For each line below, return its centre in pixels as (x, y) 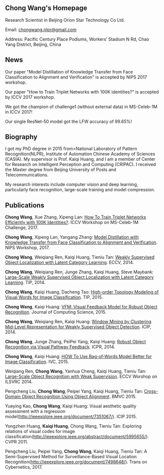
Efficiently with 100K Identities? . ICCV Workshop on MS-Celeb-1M (72, 222)
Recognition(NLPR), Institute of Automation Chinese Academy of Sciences (80, 154)
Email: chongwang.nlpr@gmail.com (41, 30)
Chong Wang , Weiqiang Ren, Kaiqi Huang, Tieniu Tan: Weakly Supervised (80, 257)
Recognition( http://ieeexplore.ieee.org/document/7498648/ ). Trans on (76, 462)
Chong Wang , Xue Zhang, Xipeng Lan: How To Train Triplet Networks (76, 217)
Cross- (151, 391)
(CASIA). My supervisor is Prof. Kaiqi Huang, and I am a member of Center (80, 159)
